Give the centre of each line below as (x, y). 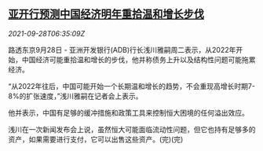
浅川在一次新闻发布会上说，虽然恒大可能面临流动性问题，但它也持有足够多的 (132, 129)
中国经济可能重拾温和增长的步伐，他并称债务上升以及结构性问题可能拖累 (139, 59)
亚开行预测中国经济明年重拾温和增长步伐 (106, 14)
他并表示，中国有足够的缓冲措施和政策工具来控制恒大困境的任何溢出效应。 (128, 112)
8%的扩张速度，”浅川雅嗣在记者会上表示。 (75, 96)
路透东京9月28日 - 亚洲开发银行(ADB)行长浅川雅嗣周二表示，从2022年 (122, 50)
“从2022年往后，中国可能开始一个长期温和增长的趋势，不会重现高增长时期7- (131, 86)
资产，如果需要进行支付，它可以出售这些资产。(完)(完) (96, 139)
